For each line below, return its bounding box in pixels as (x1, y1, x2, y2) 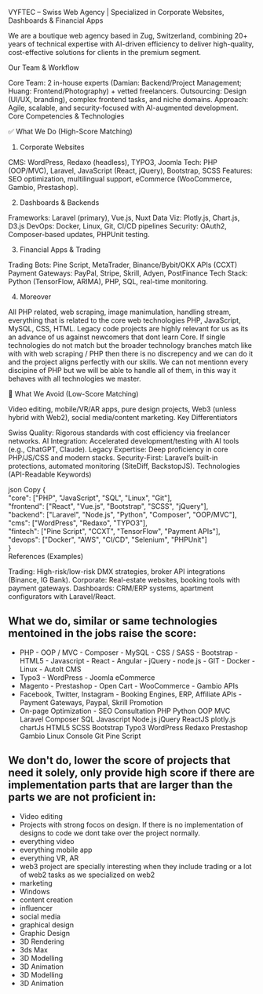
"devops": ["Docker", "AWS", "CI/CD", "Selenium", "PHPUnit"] (8, 535, 207, 544)
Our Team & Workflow (8, 63, 80, 72)
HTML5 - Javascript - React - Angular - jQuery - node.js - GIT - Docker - (19, 656, 255, 665)
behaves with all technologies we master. (8, 374, 141, 383)
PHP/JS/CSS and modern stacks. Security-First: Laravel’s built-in (8, 453, 218, 462)
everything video (19, 836, 75, 846)
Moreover (19, 292, 52, 301)
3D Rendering (19, 937, 65, 946)
